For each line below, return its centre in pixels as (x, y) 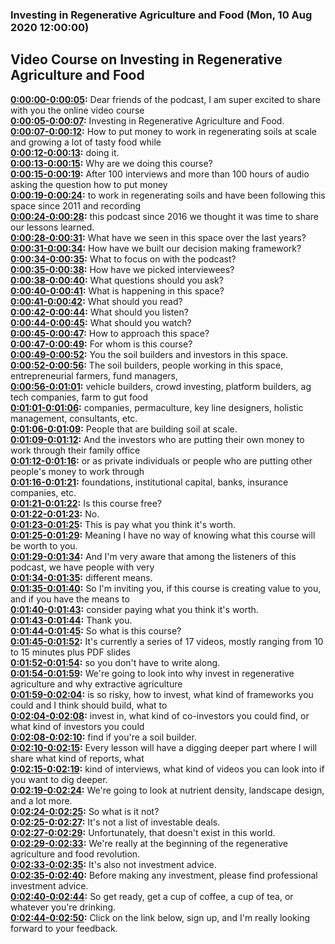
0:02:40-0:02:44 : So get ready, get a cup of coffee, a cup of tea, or (152, 896)
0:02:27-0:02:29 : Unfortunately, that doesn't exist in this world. (143, 832)
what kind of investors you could (77, 726)
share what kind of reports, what (77, 758)
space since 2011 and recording (75, 205)
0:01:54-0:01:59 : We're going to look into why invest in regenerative (152, 673)
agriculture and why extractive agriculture (96, 684)
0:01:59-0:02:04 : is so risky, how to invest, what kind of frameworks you (162, 694)
